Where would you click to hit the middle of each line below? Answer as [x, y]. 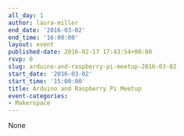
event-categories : [38, 96]
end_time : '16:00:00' [43, 37]
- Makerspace [29, 103]
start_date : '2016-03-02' [50, 74]
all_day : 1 [26, 15]
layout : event [31, 45]
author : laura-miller [43, 23]
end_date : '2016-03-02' [47, 30]
